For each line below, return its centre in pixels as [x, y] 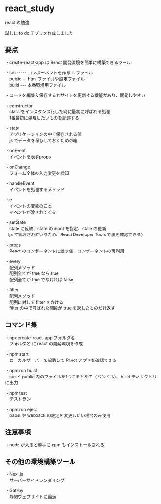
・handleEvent [20, 183]
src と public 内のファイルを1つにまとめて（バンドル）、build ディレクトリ [83, 376]
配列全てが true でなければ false [41, 279]
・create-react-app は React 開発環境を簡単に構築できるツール [68, 62]
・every [13, 261]
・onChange [18, 167]
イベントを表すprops [30, 157]
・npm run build [21, 370]
